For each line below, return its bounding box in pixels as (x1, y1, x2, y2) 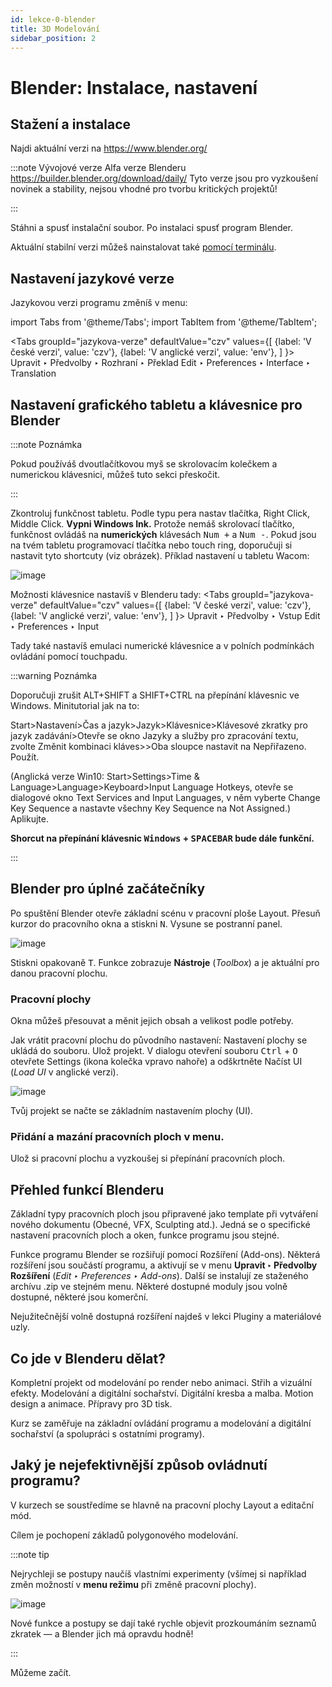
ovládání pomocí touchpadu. (10, 651, 128, 662)
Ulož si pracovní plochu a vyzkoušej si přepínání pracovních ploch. (10, 1152, 286, 1165)
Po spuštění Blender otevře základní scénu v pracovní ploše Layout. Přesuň (10, 907, 321, 919)
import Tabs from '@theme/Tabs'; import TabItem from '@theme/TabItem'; (10, 316, 318, 328)
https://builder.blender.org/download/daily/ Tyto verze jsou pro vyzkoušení (10, 172, 318, 185)
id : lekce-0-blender (10, 14, 97, 25)
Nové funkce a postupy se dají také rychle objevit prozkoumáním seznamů (10, 1617, 317, 1629)
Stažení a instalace (10, 116, 132, 133)
